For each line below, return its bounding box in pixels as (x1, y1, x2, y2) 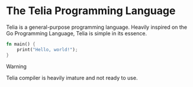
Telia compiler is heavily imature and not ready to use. (6, 74, 138, 81)
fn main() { (6, 41, 36, 47)
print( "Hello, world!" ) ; (17, 46, 78, 52)
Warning (6, 63, 27, 70)
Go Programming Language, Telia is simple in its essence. (6, 29, 147, 36)
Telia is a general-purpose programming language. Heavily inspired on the (6, 24, 188, 31)
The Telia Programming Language (6, 4, 176, 18)
